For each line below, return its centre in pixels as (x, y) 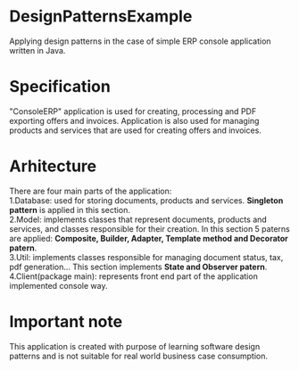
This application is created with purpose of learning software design (135, 346)
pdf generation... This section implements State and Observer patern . (138, 267)
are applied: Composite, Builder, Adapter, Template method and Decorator (149, 238)
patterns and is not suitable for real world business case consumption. (139, 356)
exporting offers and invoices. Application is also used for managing (134, 120)
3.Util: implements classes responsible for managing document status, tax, (146, 257)
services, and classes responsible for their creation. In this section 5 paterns (149, 228)
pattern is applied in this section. (70, 210)
